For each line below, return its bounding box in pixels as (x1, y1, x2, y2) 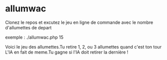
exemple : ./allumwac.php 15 (5, 34, 64, 40)
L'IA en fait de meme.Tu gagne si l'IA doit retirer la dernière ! (5, 49, 129, 55)
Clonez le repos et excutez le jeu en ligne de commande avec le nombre (5, 19, 154, 25)
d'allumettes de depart (5, 24, 52, 30)
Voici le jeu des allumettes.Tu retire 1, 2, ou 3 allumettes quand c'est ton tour (5, 44, 162, 50)
